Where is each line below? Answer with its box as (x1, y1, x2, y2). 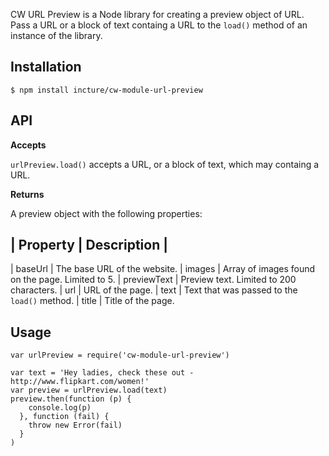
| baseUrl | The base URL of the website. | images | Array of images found (10, 263, 316, 275)
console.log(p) (28, 403, 92, 413)
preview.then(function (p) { (10, 394, 132, 404)
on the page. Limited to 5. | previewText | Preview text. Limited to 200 (10, 274, 297, 286)
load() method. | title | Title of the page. (10, 295, 175, 307)
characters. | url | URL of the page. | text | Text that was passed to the (10, 284, 298, 296)
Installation (10, 59, 82, 76)
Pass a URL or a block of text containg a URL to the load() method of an (10, 19, 308, 31)
